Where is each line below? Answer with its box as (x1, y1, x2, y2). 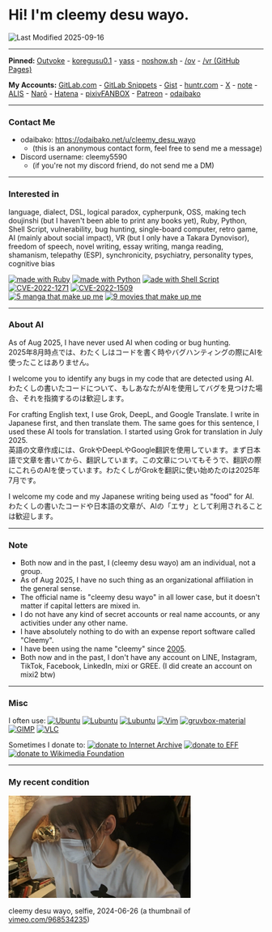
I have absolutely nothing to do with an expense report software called (19, 627, 256, 636)
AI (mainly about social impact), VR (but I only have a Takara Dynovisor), (8, 232, 249, 242)
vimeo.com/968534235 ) (8, 914, 91, 924)
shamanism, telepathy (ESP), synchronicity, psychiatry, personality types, (8, 249, 253, 260)
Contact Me (8, 116, 56, 127)
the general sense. (19, 584, 83, 594)
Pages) (8, 64, 32, 74)
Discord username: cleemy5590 (19, 152, 128, 162)
